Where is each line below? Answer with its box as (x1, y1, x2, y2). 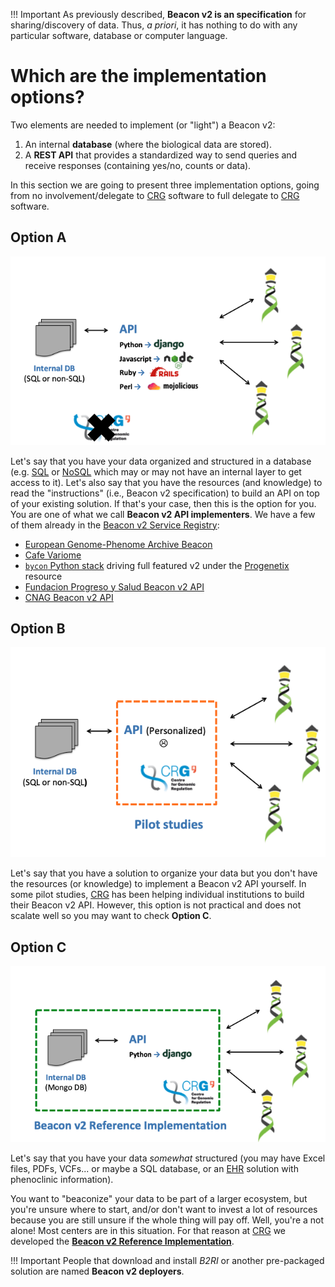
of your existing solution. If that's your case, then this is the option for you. (10, 497, 317, 509)
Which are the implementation (10, 65, 267, 88)
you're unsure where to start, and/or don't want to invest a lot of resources (10, 1204, 318, 1216)
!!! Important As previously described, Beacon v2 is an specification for (10, 9, 307, 20)
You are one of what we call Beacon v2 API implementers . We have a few (10, 508, 316, 520)
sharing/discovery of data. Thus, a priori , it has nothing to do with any (10, 19, 298, 31)
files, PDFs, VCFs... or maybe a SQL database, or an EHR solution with (10, 1163, 299, 1175)
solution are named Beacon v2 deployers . (10, 1265, 185, 1278)
